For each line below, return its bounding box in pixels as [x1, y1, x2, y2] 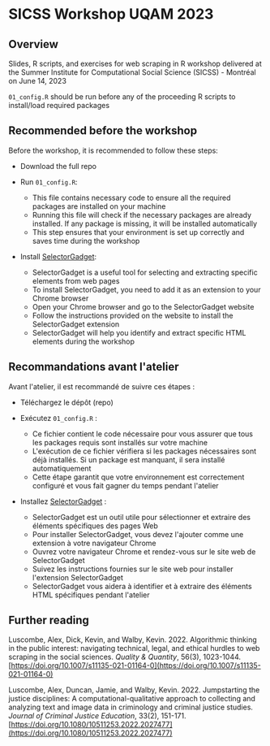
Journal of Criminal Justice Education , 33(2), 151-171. [8, 711, 186, 721]
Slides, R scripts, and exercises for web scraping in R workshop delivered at [8, 59, 262, 68]
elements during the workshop [32, 336, 135, 346]
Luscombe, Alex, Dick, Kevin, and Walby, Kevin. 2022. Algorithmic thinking [8, 635, 257, 644]
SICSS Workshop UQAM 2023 [8, 5, 214, 24]
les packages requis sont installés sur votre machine [32, 437, 208, 447]
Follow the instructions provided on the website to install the [32, 310, 234, 320]
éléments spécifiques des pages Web [32, 521, 158, 531]
